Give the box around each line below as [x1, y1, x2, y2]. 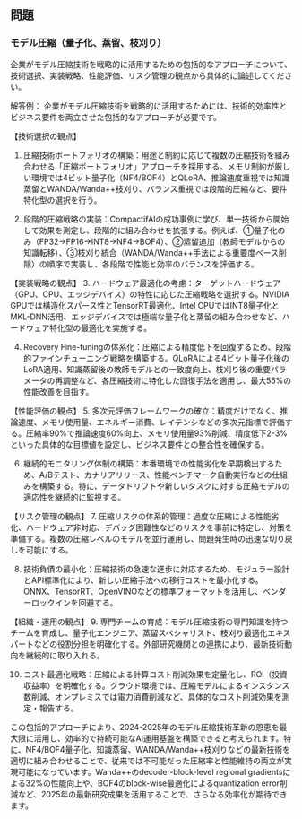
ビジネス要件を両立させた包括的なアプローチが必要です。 [10, 111, 222, 122]
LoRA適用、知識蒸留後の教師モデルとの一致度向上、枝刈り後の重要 [22, 363, 272, 374]
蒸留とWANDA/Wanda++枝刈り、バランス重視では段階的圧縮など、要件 [22, 183, 288, 194]
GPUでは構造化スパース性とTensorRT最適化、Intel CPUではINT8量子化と [10, 300, 280, 310]
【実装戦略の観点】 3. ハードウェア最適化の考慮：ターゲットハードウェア [10, 277, 281, 288]
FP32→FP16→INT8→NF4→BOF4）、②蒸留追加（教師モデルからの [39, 236, 286, 247]
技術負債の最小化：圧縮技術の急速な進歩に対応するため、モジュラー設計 [22, 563, 290, 574]
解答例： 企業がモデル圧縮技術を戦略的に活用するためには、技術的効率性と [10, 100, 288, 111]
